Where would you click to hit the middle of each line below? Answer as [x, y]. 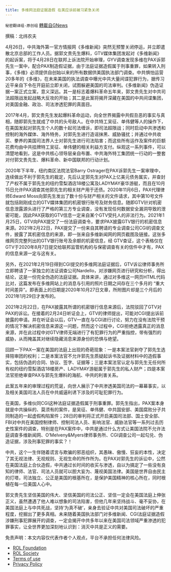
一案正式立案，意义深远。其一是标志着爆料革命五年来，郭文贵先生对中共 [85, 91]
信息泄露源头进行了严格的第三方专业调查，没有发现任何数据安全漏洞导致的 [83, 209]
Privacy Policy [27, 564]
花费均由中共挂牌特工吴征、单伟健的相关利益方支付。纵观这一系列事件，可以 [85, 147]
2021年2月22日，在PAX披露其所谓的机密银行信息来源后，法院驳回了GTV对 [83, 307]
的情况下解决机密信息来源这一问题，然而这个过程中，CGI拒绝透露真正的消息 [85, 326]
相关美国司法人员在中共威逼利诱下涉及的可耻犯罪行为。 [67, 392]
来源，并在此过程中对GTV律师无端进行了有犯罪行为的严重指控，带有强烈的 [83, 332]
